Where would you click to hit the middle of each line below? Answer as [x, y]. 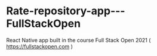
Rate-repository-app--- [66, 11]
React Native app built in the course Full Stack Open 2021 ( [78, 40]
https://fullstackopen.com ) [40, 46]
